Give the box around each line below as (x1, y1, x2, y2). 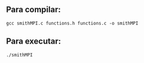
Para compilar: (6, 5, 61, 15)
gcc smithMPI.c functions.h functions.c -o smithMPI (6, 20, 139, 26)
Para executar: (6, 37, 61, 47)
